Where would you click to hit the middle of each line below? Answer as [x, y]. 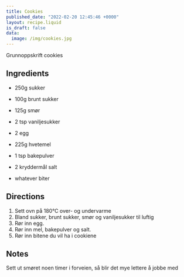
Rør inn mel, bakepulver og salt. [53, 229]
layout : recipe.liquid [34, 22]
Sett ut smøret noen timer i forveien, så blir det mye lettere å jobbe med [92, 268]
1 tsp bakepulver [34, 155]
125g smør [27, 110]
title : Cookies [25, 11]
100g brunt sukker [36, 99]
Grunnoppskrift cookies [35, 55]
